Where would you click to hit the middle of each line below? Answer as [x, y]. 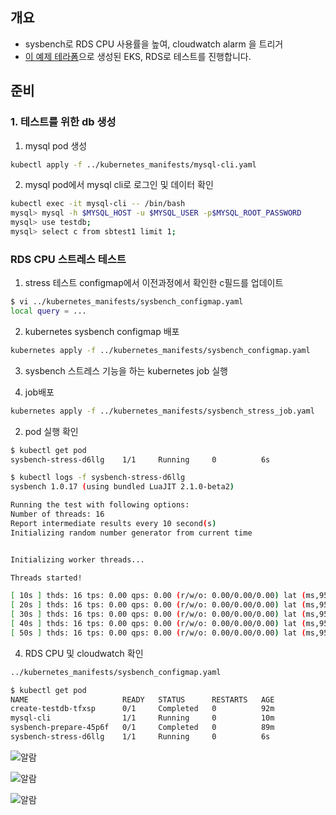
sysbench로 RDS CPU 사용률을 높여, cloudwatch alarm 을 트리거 [154, 44]
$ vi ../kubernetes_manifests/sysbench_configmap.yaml [127, 302]
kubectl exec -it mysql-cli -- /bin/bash [98, 204]
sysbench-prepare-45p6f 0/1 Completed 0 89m [142, 728]
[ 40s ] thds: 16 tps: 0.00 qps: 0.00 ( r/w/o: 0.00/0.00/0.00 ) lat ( [158, 624]
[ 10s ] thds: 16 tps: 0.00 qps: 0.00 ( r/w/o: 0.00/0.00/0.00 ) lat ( [158, 596]
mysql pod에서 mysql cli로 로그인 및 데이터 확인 [119, 185]
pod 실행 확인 [51, 431]
